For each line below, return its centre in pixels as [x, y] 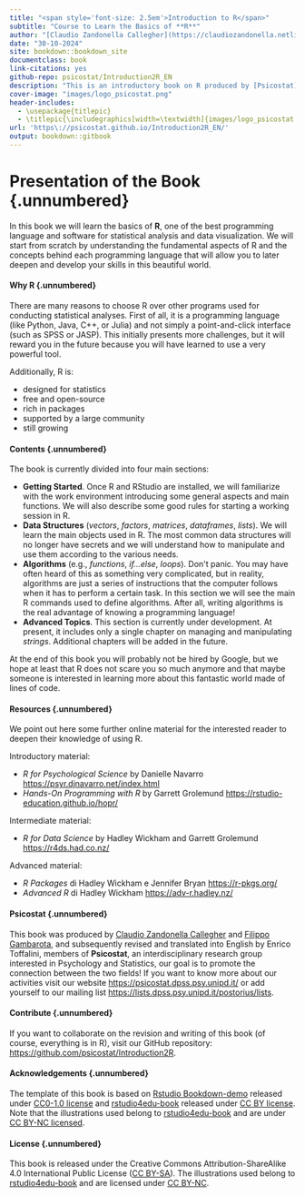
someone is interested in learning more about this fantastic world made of [148, 678]
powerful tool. [35, 354]
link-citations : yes [49, 69]
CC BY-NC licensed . [47, 1123]
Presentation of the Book [105, 182]
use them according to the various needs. [100, 554]
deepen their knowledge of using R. [76, 739]
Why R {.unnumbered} [53, 285]
